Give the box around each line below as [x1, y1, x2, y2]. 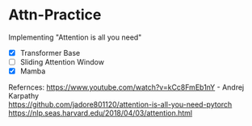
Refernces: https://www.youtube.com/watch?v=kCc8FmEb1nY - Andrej [8, 82, 245, 92]
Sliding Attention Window [19, 57, 105, 66]
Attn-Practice [8, 6, 102, 24]
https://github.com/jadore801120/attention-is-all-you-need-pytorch [8, 99, 233, 110]
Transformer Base [19, 48, 81, 57]
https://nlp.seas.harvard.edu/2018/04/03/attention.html [8, 108, 192, 118]
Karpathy [8, 91, 39, 101]
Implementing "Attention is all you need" [8, 32, 142, 42]
